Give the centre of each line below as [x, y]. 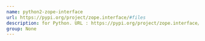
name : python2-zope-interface [45, 12]
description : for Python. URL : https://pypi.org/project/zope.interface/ [103, 23]
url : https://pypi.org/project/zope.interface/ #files [76, 17]
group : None [21, 29]
